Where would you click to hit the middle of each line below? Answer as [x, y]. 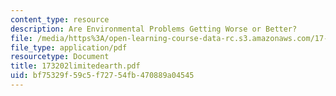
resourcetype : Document [60, 57]
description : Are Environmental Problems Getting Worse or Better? [154, 29]
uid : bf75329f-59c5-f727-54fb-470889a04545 [102, 76]
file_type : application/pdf [69, 47]
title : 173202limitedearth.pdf [75, 66]
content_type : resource [60, 19]
